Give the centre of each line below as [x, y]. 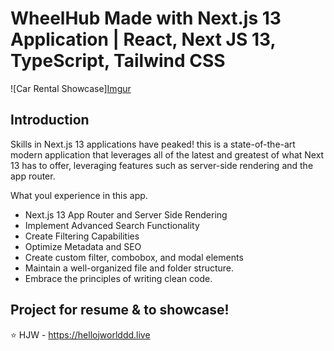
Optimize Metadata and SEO [83, 246]
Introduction [50, 120]
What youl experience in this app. [79, 195]
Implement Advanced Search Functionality [112, 225]
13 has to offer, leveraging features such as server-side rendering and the [162, 165]
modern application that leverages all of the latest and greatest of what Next [167, 154]
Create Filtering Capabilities [82, 236]
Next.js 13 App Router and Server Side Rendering [126, 214]
